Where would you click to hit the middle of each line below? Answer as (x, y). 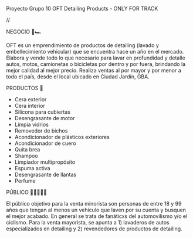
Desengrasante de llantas (45, 174)
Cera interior (30, 106)
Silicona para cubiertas (42, 112)
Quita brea (27, 149)
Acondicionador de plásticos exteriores (62, 137)
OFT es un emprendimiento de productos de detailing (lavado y (83, 45)
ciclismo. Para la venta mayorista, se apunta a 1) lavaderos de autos (88, 222)
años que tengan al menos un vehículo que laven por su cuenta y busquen (96, 210)
